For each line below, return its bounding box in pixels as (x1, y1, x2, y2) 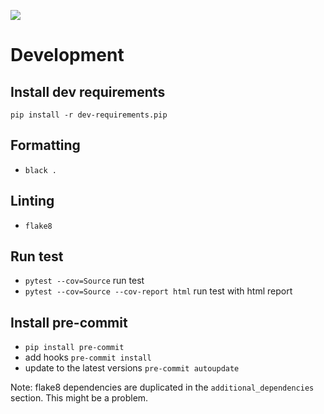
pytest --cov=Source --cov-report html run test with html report (24, 285, 293, 297)
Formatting (10, 137, 81, 154)
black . (24, 165, 57, 175)
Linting (10, 193, 55, 210)
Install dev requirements (10, 83, 166, 100)
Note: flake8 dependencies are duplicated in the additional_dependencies (10, 381, 315, 394)
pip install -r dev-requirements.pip (10, 110, 168, 120)
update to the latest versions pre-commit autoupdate (24, 362, 240, 374)
